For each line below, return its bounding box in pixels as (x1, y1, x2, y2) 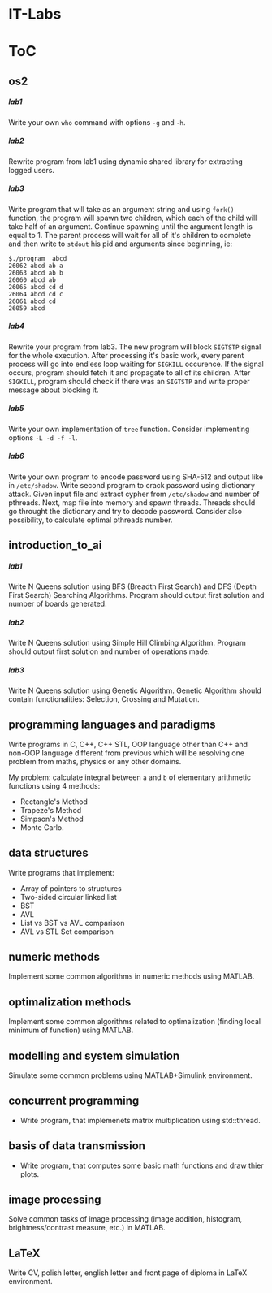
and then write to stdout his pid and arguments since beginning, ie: (8, 239, 233, 249)
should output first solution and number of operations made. (8, 646, 210, 656)
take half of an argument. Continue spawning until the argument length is (8, 221, 253, 231)
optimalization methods (8, 995, 132, 1009)
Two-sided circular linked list (19, 892, 118, 902)
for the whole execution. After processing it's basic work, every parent (8, 350, 244, 360)
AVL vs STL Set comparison (19, 927, 114, 936)
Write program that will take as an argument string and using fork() (8, 204, 235, 214)
